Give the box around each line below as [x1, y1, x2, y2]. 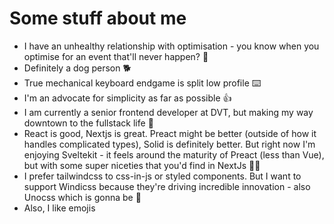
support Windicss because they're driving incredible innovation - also [23, 180, 311, 192]
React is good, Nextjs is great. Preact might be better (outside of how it [23, 127, 317, 139]
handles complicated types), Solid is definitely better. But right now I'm [23, 138, 316, 150]
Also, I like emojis [23, 202, 96, 214]
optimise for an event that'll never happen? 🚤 [23, 50, 209, 62]
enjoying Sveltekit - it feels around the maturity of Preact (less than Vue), [23, 148, 325, 161]
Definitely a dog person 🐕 [23, 62, 132, 74]
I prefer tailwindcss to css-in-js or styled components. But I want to [23, 170, 302, 182]
